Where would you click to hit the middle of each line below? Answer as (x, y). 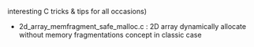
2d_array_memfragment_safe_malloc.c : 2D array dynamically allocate (132, 26)
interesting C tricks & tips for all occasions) (77, 11)
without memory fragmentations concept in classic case (110, 35)
